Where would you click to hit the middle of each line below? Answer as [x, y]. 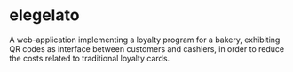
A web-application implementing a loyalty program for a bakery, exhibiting [145, 40]
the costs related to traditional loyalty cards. [90, 58]
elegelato [44, 15]
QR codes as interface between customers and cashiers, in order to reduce [147, 48]
